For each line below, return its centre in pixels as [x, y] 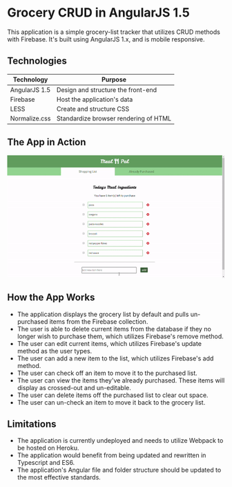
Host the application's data [95, 99]
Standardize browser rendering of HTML [114, 118]
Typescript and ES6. [46, 463]
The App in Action [47, 142]
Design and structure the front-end [107, 90]
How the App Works [51, 298]
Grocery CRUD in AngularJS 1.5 [98, 13]
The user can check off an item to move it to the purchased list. [107, 373]
